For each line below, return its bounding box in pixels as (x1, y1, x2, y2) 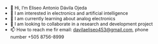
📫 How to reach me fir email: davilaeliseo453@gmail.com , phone (10, 27, 149, 32)
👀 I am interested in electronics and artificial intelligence (10, 10, 128, 16)
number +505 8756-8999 (10, 34, 64, 40)
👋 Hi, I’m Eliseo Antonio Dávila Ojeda (10, 5, 87, 11)
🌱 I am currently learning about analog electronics (10, 16, 116, 21)
